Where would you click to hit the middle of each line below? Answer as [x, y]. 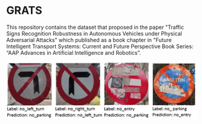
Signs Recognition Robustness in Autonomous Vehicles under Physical [94, 33]
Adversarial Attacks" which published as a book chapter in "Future [89, 40]
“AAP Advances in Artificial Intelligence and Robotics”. [73, 52]
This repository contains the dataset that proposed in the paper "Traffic [95, 27]
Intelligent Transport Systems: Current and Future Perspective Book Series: [100, 46]
